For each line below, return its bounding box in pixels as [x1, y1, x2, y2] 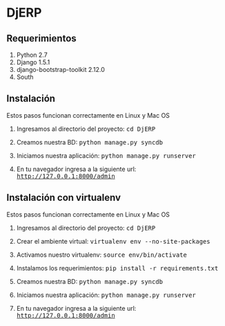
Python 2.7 [16, 51, 48, 59]
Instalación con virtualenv [6, 192, 121, 203]
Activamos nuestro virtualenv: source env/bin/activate [16, 251, 187, 259]
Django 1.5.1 [16, 58, 50, 66]
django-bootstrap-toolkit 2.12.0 [16, 66, 105, 73]
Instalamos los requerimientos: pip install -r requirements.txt [16, 264, 219, 272]
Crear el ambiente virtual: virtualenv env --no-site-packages [16, 237, 211, 245]
